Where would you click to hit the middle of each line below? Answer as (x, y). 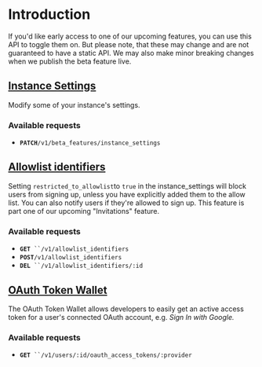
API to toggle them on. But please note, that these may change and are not (129, 44)
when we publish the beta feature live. (70, 61)
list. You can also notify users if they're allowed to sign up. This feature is (126, 203)
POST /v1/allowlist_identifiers (71, 258)
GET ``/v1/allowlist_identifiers (74, 249)
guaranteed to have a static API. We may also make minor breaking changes (131, 53)
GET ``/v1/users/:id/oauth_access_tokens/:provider (106, 355)
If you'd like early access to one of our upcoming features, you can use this (130, 36)
